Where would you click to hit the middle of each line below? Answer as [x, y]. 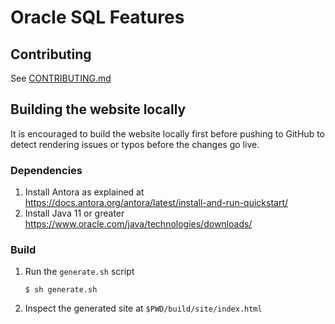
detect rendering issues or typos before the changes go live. [135, 144]
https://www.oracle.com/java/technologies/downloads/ [138, 224]
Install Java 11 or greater [74, 213]
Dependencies [46, 170]
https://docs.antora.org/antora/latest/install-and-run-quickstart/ [156, 203]
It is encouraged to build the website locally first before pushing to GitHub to [167, 133]
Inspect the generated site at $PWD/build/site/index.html [143, 308]
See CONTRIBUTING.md [61, 78]
